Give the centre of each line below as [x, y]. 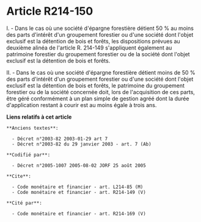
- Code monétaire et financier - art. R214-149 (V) [79, 192]
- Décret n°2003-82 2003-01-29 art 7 [60, 139]
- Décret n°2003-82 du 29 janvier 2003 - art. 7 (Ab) [82, 144]
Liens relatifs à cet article [39, 117]
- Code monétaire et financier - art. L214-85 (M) [78, 187]
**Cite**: [19, 176]
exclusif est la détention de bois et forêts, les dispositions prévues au [93, 41]
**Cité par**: [24, 203]
